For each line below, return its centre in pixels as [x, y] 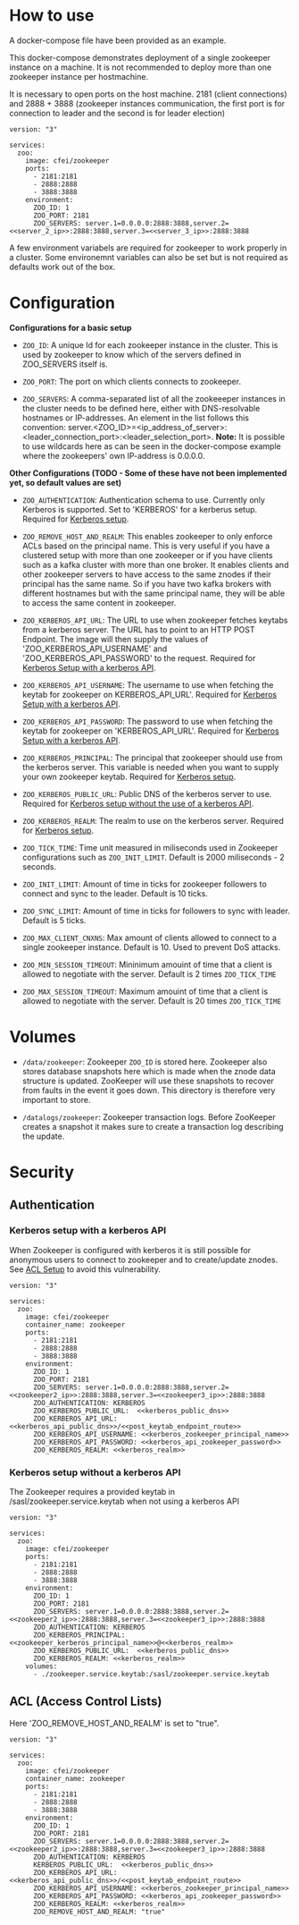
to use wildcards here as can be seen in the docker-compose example [151, 446]
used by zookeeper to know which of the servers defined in [132, 354]
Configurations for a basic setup [71, 327]
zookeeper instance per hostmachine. [79, 76]
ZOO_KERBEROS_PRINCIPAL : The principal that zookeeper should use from [152, 758]
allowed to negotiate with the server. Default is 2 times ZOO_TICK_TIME [149, 974]
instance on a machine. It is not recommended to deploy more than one [141, 67]
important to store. [56, 1099]
